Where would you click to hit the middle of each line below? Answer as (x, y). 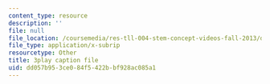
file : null (27, 30)
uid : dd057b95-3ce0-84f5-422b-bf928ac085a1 (82, 68)
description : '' (35, 23)
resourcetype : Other (43, 53)
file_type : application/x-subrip (64, 46)
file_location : (34, 38)
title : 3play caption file (53, 61)
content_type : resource (48, 16)
